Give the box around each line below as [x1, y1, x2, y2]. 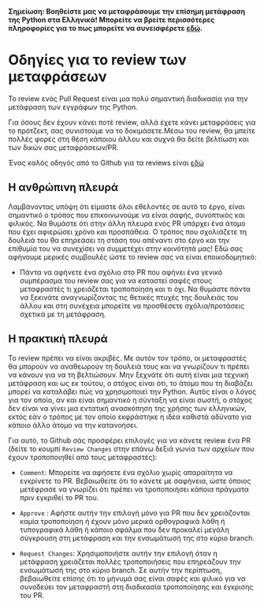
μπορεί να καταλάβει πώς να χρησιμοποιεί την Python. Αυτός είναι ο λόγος [8, 387, 257, 396]
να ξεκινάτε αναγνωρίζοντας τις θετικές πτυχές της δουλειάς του [19, 292, 239, 302]
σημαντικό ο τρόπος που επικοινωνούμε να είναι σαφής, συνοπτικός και [8, 210, 246, 219]
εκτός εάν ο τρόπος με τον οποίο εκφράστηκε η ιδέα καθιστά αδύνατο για [8, 412, 252, 421]
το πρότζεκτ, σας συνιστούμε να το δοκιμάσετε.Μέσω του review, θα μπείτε [8, 125, 256, 135]
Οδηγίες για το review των [8, 51, 187, 69]
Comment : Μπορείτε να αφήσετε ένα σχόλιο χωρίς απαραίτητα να [19, 467, 233, 477]
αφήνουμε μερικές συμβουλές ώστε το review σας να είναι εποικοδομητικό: [8, 252, 257, 261]
